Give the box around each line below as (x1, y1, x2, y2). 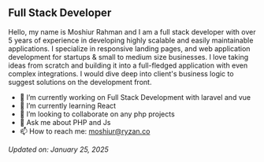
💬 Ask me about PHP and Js (19, 117, 111, 127)
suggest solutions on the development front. (8, 77, 152, 87)
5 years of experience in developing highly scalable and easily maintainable (8, 35, 254, 45)
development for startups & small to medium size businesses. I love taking (8, 52, 249, 61)
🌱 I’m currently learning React (19, 101, 117, 110)
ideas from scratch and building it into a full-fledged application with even (8, 61, 248, 70)
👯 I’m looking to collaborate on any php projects (19, 109, 175, 119)
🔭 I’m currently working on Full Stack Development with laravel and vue (19, 92, 251, 101)
